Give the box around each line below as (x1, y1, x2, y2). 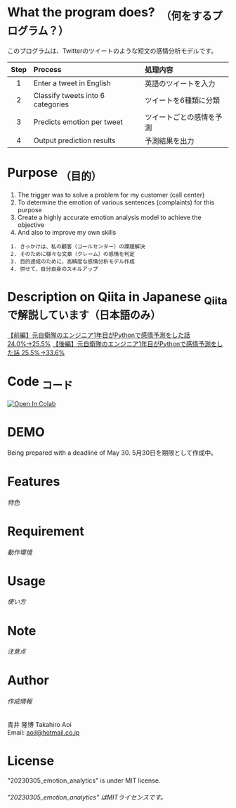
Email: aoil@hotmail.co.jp (7, 728, 80, 737)
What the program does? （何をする (7, 4, 213, 23)
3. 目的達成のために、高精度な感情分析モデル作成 (10, 258, 135, 265)
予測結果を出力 (145, 135, 195, 145)
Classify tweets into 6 (33, 90, 105, 100)
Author (7, 673, 49, 688)
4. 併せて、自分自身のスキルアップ (10, 266, 98, 273)
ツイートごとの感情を (145, 112, 216, 122)
